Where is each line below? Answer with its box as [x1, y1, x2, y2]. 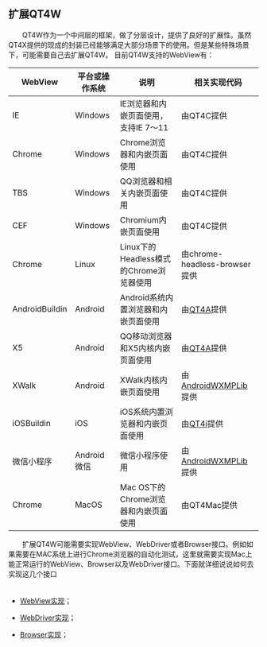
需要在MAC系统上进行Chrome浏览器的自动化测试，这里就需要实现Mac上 [14, 549, 253, 559]
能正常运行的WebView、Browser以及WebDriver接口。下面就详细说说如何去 [8, 559, 254, 568]
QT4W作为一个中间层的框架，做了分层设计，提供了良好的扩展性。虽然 [21, 30, 252, 40]
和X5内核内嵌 [119, 343, 171, 354]
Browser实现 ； [19, 630, 69, 639]
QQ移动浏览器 [119, 331, 172, 342]
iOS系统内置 [119, 406, 165, 417]
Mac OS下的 [119, 482, 166, 493]
